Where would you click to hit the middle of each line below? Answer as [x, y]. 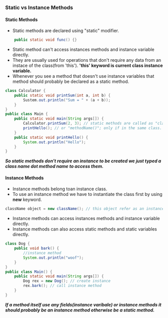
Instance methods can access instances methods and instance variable [86, 219]
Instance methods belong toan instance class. [60, 189]
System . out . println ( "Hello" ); [54, 142]
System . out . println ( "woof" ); [53, 258]
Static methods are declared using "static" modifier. [65, 31]
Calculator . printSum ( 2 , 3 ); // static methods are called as [88, 124]
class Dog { [17, 244]
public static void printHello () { [51, 137]
